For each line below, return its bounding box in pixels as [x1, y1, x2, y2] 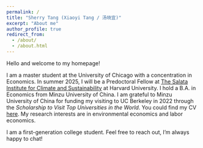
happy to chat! [6, 135, 43, 142]
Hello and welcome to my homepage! [6, 59, 100, 67]
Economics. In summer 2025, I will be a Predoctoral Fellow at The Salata [6, 77, 188, 85]
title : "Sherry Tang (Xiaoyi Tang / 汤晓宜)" [6, 15, 122, 21]
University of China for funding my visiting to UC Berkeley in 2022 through [6, 97, 194, 104]
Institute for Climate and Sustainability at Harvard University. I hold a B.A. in [6, 84, 196, 91]
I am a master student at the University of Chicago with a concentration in [6, 71, 193, 79]
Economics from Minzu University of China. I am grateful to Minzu [6, 91, 172, 98]
